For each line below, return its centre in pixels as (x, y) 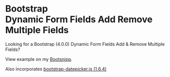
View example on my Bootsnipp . (39, 59)
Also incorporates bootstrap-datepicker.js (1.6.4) (56, 69)
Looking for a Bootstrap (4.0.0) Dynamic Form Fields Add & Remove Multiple (85, 44)
